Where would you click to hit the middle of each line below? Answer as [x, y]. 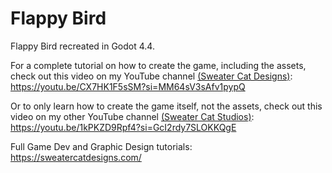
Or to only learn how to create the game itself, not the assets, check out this [166, 106]
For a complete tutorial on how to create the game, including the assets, [158, 65]
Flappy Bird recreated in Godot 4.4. [82, 46]
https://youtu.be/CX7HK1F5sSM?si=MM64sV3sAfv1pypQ [128, 86]
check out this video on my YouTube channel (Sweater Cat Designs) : [151, 76]
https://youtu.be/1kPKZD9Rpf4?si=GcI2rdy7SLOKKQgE [123, 127]
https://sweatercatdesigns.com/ [76, 157]
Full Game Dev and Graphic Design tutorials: [101, 146]
